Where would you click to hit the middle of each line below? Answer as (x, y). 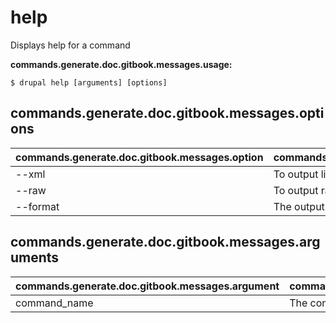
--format (37, 206)
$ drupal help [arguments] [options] (89, 82)
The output (299, 206)
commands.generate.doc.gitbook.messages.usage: (121, 64)
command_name (54, 303)
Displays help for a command (70, 45)
